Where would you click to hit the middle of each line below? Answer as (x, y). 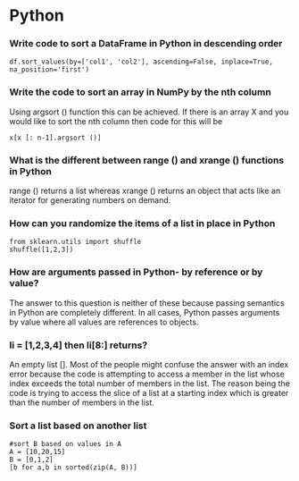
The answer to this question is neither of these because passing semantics (147, 303)
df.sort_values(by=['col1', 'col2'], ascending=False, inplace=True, (141, 62)
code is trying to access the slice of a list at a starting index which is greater (149, 392)
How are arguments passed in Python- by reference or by (136, 272)
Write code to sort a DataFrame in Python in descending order (146, 44)
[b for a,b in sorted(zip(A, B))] (74, 468)
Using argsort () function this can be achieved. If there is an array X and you (149, 112)
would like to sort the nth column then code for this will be (116, 121)
